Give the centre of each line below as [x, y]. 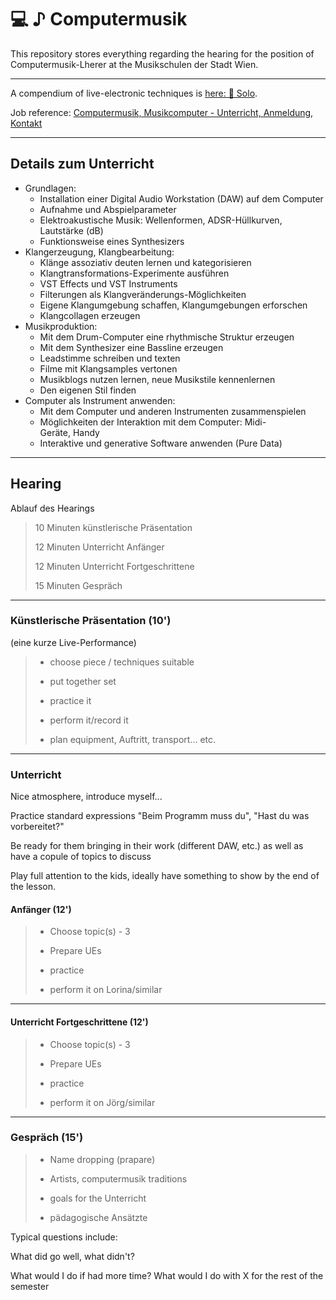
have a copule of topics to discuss [81, 857]
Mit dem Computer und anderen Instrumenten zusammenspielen [173, 411]
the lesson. [33, 887]
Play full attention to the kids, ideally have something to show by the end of [165, 876]
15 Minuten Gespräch [78, 585]
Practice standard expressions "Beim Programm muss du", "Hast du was [160, 816]
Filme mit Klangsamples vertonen [108, 368]
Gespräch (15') [47, 1138]
